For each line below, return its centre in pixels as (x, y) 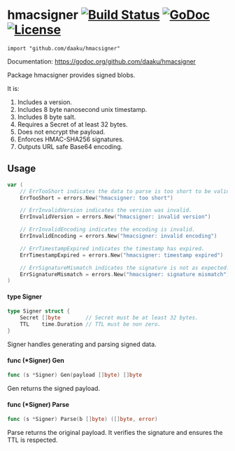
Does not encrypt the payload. (61, 131)
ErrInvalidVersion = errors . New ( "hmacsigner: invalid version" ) (115, 217)
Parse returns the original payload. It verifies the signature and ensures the (115, 433)
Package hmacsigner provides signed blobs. (71, 75)
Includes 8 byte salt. (47, 117)
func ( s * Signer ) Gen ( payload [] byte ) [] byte (74, 375)
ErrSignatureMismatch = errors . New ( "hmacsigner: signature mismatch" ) (125, 274)
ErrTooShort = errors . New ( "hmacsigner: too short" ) (97, 198)
